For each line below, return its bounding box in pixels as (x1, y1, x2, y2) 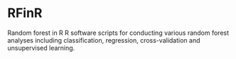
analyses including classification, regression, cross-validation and (7, 36, 200, 44)
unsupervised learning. (7, 43, 75, 52)
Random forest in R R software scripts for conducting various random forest (7, 28, 230, 37)
